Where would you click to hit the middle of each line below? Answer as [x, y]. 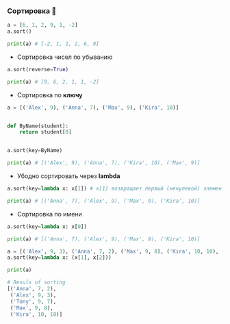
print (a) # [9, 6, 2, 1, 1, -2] [53, 82]
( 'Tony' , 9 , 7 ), [33, 301]
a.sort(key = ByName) [35, 151]
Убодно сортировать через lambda [68, 176]
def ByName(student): [38, 126]
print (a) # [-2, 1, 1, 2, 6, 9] [53, 44]
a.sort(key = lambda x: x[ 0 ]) [47, 226]
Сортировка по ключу [50, 95]
